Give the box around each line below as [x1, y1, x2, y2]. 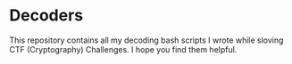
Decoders [9, 5, 83, 26]
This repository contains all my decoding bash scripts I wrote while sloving [9, 35, 284, 45]
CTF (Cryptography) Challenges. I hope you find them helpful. [9, 44, 238, 54]
